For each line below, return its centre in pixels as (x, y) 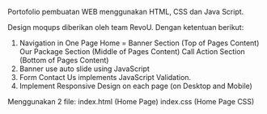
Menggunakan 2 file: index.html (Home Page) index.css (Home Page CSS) (131, 101)
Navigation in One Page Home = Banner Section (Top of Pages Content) (139, 43)
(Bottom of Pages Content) (64, 60)
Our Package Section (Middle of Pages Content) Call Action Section (132, 51)
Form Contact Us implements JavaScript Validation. (105, 77)
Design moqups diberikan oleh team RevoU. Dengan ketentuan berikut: (126, 27)
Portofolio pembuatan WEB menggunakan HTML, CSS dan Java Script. (126, 12)
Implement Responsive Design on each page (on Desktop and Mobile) (136, 86)
